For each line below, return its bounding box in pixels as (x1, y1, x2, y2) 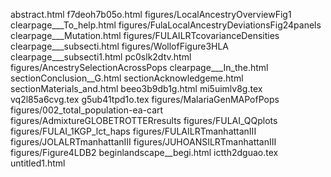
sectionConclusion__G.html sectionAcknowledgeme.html (10, 72, 244, 84)
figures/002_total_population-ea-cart (10, 104, 164, 116)
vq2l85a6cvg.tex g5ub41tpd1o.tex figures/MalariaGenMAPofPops (10, 94, 280, 105)
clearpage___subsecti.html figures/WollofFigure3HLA (10, 40, 230, 52)
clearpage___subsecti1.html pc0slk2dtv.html (10, 51, 192, 63)
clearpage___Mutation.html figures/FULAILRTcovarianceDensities (10, 30, 280, 41)
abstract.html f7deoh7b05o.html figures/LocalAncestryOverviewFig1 (10, 9, 292, 20)
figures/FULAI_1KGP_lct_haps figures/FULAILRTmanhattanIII (10, 125, 257, 137)
